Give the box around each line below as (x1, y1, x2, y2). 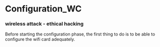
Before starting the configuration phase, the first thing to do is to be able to (5, 31, 156, 37)
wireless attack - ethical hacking (5, 21, 84, 27)
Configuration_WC (5, 3, 82, 14)
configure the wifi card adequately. (5, 36, 75, 42)
